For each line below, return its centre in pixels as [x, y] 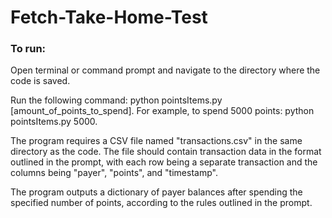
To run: [28, 49]
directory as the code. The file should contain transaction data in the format [166, 152]
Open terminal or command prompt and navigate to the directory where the [165, 70]
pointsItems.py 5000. [54, 122]
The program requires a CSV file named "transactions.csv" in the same [156, 141]
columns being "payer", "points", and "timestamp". [114, 173]
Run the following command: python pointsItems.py [116, 100]
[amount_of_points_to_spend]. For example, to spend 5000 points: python [162, 111]
